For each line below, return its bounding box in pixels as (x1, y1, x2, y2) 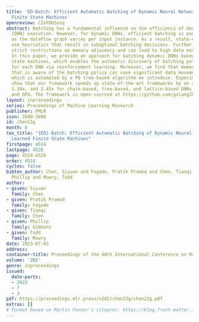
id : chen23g (6, 119, 36, 125)
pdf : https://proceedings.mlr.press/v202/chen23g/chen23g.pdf (6, 296, 163, 302)
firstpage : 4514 (6, 141, 46, 147)
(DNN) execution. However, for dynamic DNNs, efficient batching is (11, 31, 184, 37)
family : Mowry (11, 235, 46, 241)
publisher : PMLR (6, 108, 46, 114)
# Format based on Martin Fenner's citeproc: (6, 307, 120, 313)
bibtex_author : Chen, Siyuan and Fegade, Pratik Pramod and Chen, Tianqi (6, 169, 192, 175)
